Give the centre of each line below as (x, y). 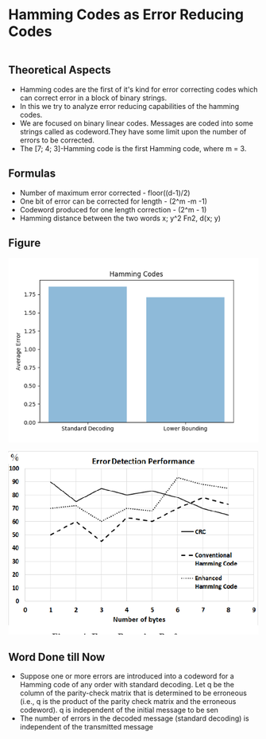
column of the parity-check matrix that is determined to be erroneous (133, 693)
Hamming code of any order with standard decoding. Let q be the (127, 684)
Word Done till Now (57, 657)
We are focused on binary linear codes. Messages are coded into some (137, 123)
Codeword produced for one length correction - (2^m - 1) (113, 209)
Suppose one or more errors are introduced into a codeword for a (127, 676)
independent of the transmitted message (86, 726)
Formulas (32, 174)
